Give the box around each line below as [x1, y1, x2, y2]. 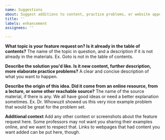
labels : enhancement [5, 21, 48, 26]
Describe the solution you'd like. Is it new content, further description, [5, 63, 151, 69]
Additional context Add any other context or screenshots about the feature [5, 113, 158, 119]
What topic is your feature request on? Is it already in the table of [5, 43, 140, 49]
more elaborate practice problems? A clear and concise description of [5, 68, 149, 74]
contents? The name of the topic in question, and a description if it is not [5, 49, 153, 55]
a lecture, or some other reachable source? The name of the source [5, 88, 145, 94]
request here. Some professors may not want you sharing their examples [5, 119, 153, 125]
